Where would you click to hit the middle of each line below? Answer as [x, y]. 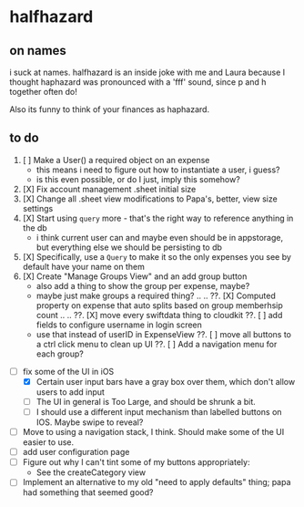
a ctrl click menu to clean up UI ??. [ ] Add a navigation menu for [157, 344]
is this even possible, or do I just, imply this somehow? [138, 179]
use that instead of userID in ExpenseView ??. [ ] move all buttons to [163, 334]
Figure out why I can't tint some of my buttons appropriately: [136, 462]
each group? [60, 354]
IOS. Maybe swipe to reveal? [90, 422]
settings [38, 208]
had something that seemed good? [88, 492]
